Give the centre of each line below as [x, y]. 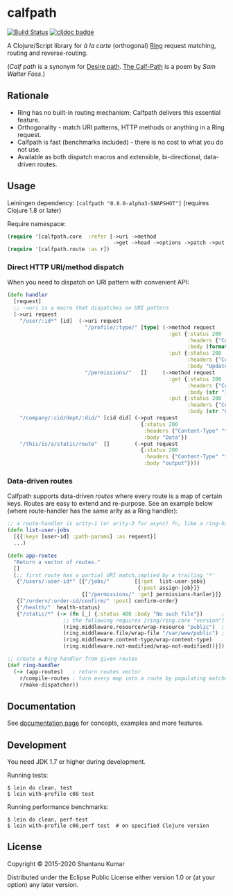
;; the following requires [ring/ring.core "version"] [144, 621]
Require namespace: [37, 223]
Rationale [28, 96]
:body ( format [207, 347]
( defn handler [28, 295]
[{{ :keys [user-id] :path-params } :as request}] [85, 537]
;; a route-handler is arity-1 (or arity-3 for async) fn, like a [105, 524]
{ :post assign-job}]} [169, 588]
